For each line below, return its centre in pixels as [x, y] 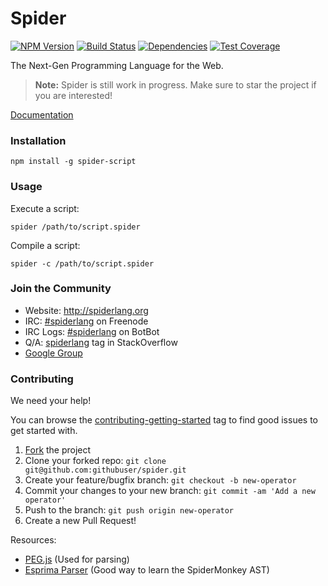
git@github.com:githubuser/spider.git [105, 470]
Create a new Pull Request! [80, 521]
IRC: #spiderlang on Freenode [86, 321]
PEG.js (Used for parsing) [77, 559]
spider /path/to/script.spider [75, 227]
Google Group [53, 353]
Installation [38, 140]
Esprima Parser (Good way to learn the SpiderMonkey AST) [147, 570]
